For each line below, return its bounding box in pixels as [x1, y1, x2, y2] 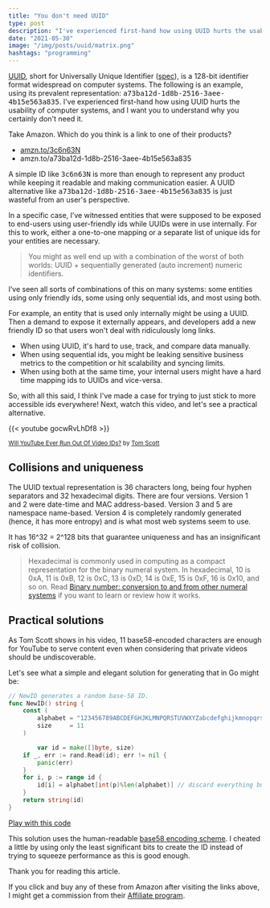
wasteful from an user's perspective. [8, 195, 130, 204]
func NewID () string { [8, 699, 84, 708]
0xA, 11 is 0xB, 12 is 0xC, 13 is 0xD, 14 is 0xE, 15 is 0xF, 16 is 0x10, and [27, 573, 260, 583]
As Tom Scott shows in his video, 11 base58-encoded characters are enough [8, 635, 262, 644]
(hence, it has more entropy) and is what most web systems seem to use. [8, 516, 252, 526]
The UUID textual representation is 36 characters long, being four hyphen [8, 482, 252, 491]
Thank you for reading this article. [8, 866, 121, 876]
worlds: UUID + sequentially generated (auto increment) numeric [27, 261, 243, 269]
